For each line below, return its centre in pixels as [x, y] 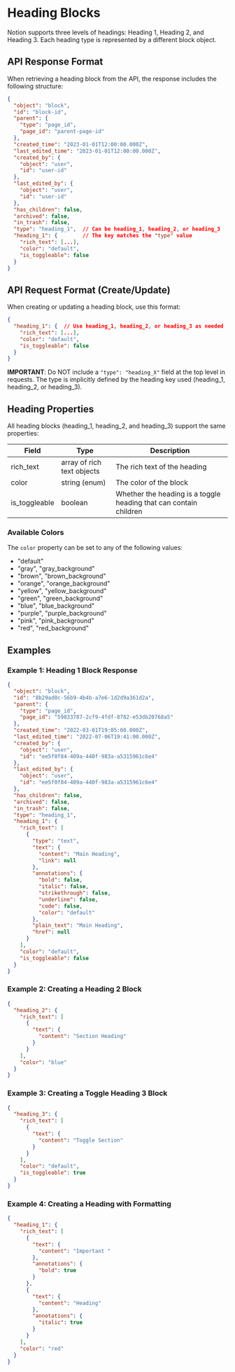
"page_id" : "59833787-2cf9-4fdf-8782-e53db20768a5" [97, 717]
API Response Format [55, 62]
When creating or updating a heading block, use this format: [94, 307]
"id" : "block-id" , [41, 112]
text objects [80, 471]
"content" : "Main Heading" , [79, 854]
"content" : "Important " [74, 1251]
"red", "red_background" [53, 628]
